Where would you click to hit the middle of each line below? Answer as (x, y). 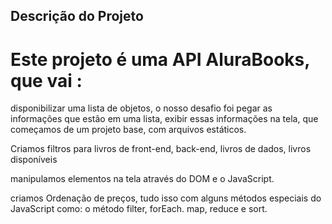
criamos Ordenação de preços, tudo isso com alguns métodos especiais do (166, 198)
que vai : (46, 80)
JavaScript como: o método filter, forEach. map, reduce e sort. (139, 209)
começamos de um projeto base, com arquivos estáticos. (128, 130)
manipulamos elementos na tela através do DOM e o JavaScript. (142, 179)
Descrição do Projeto (77, 16)
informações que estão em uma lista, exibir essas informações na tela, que (164, 119)
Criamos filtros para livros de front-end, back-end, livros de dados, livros (161, 149)
